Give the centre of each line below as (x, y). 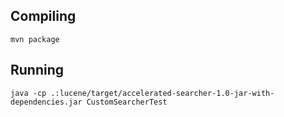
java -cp (28, 93)
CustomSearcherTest (127, 102)
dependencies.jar (46, 102)
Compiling (43, 16)
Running (37, 70)
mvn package (35, 39)
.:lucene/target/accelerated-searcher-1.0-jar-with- (162, 93)
